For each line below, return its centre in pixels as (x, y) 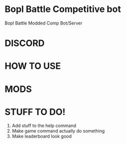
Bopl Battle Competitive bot (63, 9)
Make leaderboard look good (42, 136)
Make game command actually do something (58, 131)
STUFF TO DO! (35, 112)
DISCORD (25, 43)
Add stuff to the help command (44, 125)
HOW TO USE (33, 66)
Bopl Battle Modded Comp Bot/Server (44, 23)
